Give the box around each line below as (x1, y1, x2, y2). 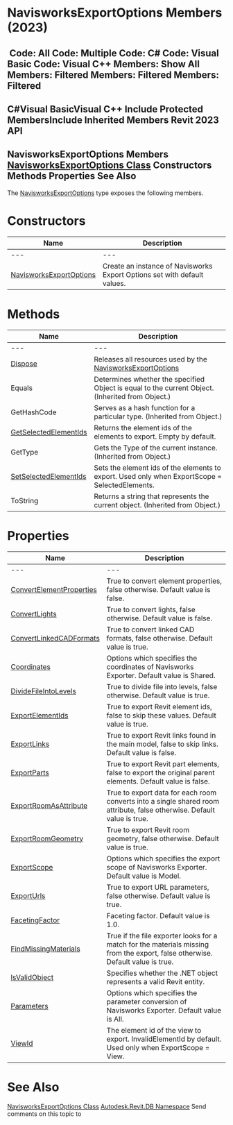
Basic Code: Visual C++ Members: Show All (7, 58, 200, 70)
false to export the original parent (106, 768, 215, 777)
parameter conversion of (106, 997, 187, 1006)
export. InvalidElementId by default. (106, 1034, 222, 1044)
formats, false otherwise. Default (106, 633, 213, 643)
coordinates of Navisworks (106, 661, 194, 671)
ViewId (10, 1038, 33, 1048)
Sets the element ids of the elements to (94, 463, 221, 473)
